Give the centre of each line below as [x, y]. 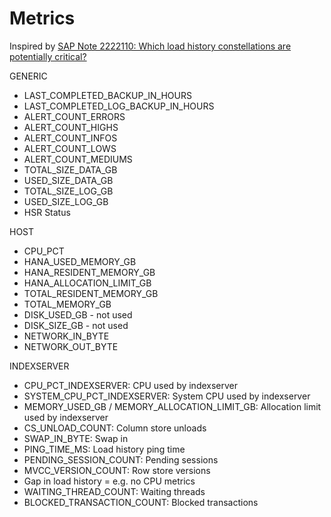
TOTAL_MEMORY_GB [67, 304]
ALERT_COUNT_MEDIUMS [78, 159]
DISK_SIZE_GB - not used [76, 325]
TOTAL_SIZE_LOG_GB [68, 191]
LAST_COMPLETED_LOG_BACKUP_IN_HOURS [119, 106]
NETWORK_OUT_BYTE [71, 346]
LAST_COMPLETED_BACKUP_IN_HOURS [107, 95]
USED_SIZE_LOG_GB [66, 201]
